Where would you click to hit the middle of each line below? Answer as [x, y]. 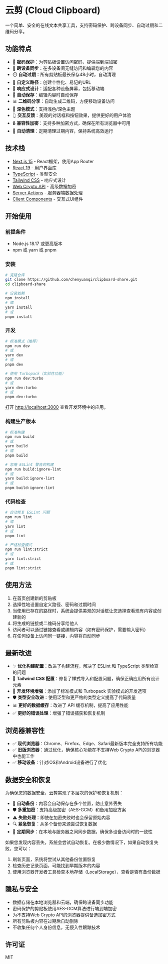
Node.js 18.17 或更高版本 [37, 244]
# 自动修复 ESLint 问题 [27, 513]
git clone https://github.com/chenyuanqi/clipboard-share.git [71, 280]
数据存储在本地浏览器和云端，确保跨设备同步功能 [63, 902]
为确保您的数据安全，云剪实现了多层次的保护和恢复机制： [64, 793]
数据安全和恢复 [28, 779]
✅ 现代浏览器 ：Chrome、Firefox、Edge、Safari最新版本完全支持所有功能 [87, 744]
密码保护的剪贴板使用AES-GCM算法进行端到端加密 [64, 908]
